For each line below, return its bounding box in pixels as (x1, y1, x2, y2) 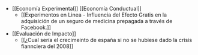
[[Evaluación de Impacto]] (11, 30, 76, 37)
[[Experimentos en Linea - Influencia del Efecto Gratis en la (20, 11, 167, 18)
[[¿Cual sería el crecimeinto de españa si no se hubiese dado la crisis (20, 37, 193, 43)
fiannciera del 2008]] (20, 43, 74, 50)
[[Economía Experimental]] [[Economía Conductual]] (11, 5, 142, 12)
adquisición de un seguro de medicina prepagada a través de (20, 18, 173, 24)
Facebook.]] (20, 24, 51, 31)
